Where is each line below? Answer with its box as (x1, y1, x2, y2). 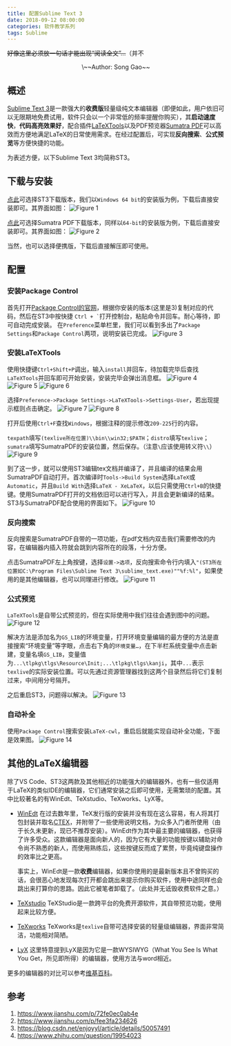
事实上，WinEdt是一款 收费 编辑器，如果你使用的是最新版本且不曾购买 (17, 867, 214, 875)
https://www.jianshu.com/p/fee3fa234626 (17, 1017, 138, 1025)
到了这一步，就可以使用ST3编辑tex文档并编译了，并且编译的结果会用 (7, 464, 203, 473)
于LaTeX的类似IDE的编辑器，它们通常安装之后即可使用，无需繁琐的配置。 (7, 786, 216, 794)
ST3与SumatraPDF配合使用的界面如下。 (7, 498, 121, 507)
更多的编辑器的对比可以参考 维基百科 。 (7, 969, 116, 977)
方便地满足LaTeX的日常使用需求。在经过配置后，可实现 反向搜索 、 (19, 130, 206, 139)
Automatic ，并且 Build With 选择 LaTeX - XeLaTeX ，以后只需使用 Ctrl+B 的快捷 (7, 481, 222, 490)
